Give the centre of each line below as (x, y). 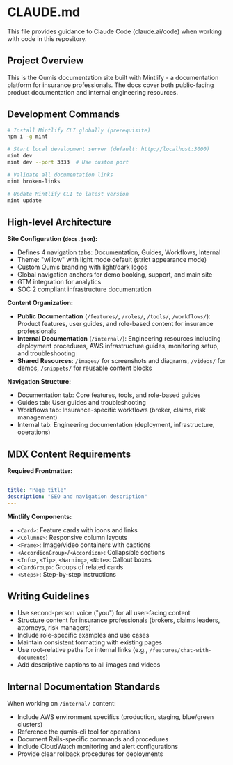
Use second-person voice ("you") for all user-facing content (104, 613)
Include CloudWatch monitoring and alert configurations (98, 747)
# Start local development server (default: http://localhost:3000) (109, 149)
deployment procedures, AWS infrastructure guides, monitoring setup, (118, 346)
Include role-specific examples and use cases (83, 635)
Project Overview (46, 61)
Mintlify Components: (40, 516)
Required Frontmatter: (40, 471)
